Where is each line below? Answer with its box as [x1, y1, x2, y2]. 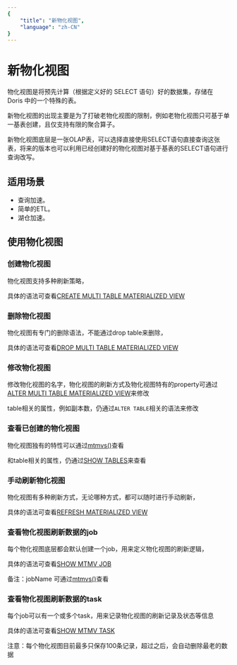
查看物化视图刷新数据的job [7, 527, 98, 537]
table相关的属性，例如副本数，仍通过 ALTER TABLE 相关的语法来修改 [7, 404, 199, 412]
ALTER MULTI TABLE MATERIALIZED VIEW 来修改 [7, 389, 150, 398]
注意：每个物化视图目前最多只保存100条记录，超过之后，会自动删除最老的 [7, 642, 222, 650]
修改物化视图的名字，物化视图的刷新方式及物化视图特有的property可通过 [7, 380, 218, 389]
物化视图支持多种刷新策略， [7, 277, 88, 285]
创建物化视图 [7, 259, 51, 269]
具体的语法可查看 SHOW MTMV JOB [7, 560, 111, 568]
